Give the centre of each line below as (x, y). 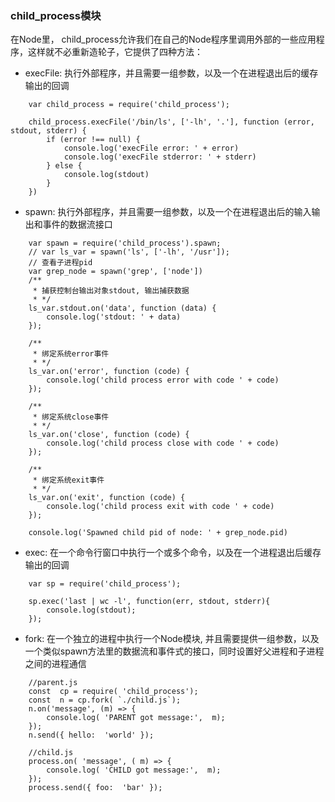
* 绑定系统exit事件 (68, 480)
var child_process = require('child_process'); (129, 105)
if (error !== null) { (93, 140)
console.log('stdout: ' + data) (114, 317)
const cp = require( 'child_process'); (113, 692)
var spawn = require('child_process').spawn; (125, 243)
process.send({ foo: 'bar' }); (95, 788)
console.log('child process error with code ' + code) (163, 380)
